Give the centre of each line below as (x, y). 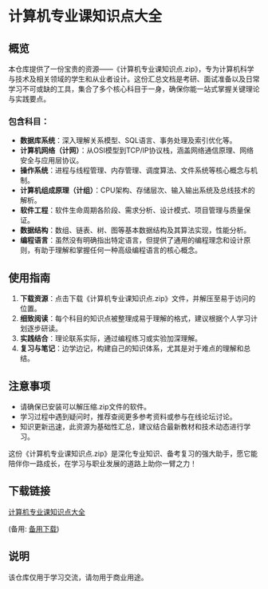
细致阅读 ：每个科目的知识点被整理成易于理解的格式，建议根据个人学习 (135, 318)
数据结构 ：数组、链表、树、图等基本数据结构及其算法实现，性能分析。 (135, 230)
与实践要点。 (29, 99)
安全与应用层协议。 (51, 160)
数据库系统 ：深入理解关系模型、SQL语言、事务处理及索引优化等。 (128, 140)
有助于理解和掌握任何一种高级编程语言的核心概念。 (118, 250)
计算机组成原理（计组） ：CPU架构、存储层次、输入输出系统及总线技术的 (137, 190)
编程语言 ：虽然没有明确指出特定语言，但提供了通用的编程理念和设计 (132, 240)
